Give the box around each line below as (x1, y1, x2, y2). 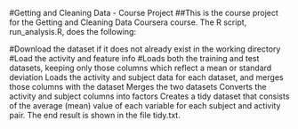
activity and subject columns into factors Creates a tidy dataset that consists (9, 91, 290, 101)
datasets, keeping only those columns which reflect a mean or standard (9, 62, 272, 73)
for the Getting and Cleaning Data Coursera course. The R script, (9, 17, 247, 28)
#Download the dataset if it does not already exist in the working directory (9, 44, 281, 54)
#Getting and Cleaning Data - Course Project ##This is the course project (9, 8, 278, 18)
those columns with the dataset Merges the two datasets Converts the (9, 82, 267, 92)
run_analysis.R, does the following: (9, 27, 136, 36)
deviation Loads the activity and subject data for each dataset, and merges (9, 72, 284, 83)
